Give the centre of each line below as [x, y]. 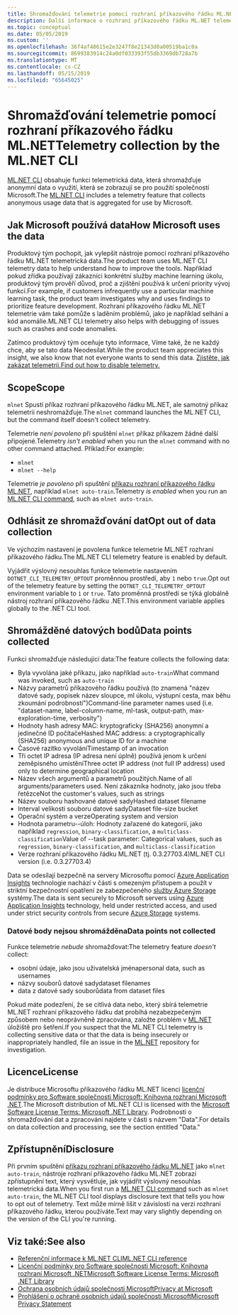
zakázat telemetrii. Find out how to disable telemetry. [84, 365]
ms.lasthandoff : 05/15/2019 [49, 73]
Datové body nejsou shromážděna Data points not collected [112, 931]
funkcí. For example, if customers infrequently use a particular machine [110, 291]
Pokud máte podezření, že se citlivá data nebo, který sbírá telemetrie [108, 1004]
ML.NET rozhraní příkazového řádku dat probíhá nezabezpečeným [104, 1012]
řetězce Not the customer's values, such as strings [91, 794]
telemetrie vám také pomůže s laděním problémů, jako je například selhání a [118, 314]
